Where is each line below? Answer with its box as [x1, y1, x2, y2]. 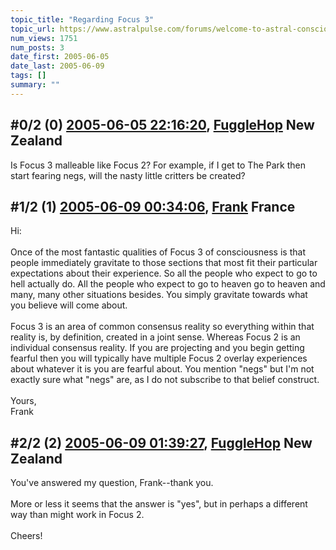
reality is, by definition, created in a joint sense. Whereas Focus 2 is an [10, 331, 301, 343]
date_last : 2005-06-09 [10, 61, 105, 71]
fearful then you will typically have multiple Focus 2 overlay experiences [10, 352, 308, 365]
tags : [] [10, 71, 47, 81]
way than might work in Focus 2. [10, 509, 145, 521]
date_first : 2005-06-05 [10, 52, 110, 62]
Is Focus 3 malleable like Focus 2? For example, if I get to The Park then [10, 159, 306, 171]
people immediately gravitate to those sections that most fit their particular [10, 257, 318, 269]
